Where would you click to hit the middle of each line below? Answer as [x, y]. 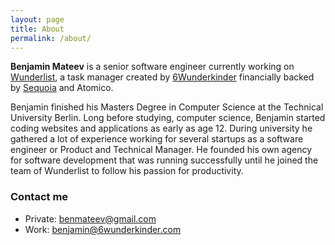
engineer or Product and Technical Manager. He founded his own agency [161, 150]
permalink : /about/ [51, 38]
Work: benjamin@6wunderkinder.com [103, 229]
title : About [37, 29]
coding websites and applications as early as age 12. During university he [161, 128]
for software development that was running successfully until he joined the [164, 160]
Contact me [39, 197]
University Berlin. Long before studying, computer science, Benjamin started [168, 118]
